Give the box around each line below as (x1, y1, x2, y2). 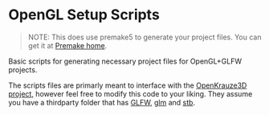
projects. (8, 64, 38, 74)
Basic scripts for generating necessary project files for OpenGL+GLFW (8, 56, 243, 66)
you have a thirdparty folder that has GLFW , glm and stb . (8, 97, 195, 107)
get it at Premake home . (27, 40, 108, 50)
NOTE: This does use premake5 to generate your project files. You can (27, 32, 262, 42)
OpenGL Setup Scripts (8, 6, 161, 24)
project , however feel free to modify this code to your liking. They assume (8, 88, 253, 98)
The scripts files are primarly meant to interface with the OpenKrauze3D (8, 80, 247, 90)
